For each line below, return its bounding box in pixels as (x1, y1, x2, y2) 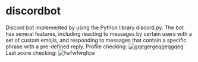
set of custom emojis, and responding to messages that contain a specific (5, 36, 187, 44)
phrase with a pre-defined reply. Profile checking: (5, 43, 127, 50)
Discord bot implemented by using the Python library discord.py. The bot (5, 24, 184, 31)
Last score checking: (5, 49, 57, 56)
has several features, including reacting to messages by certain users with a (5, 30, 193, 37)
